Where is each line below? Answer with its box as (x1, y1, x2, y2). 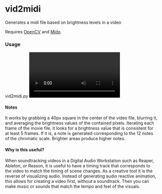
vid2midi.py (5, 93, 29, 99)
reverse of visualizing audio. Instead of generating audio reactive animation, (5, 173, 156, 179)
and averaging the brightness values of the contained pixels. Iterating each (5, 120, 154, 126)
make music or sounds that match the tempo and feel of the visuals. (5, 183, 140, 189)
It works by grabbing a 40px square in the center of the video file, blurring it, (5, 115, 158, 121)
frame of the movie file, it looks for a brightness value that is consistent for (5, 125, 154, 131)
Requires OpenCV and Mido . (5, 29, 62, 34)
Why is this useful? (5, 147, 44, 153)
